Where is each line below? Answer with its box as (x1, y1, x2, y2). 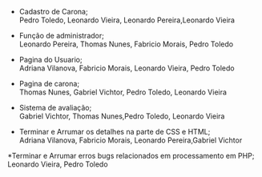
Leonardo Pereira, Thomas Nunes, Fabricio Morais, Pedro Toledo (18, 39, 234, 49)
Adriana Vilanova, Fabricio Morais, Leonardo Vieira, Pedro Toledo (18, 63, 235, 73)
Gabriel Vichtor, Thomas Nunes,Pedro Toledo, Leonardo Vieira (18, 111, 225, 121)
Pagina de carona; (18, 79, 80, 88)
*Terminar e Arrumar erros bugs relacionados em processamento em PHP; (7, 151, 255, 160)
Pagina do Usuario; (18, 55, 83, 64)
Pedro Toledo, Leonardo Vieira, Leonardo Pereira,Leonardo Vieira (18, 15, 236, 25)
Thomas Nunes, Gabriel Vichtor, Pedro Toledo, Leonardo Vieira (18, 87, 228, 97)
